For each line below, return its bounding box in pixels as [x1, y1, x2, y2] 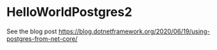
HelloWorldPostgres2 [6, 4, 132, 20]
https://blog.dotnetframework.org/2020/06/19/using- [58, 27, 211, 35]
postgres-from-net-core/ [6, 34, 78, 42]
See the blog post [6, 27, 58, 35]
